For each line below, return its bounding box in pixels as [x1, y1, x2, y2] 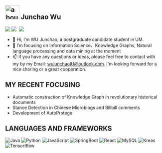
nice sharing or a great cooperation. [12, 66, 86, 72]
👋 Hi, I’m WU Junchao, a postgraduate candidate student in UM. [12, 36, 144, 42]
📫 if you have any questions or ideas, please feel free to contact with [12, 53, 156, 59]
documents [12, 99, 36, 105]
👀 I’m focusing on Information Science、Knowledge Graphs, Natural [12, 42, 152, 48]
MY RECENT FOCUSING [5, 80, 81, 89]
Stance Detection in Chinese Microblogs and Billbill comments [12, 104, 141, 110]
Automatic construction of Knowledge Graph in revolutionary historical [12, 93, 158, 100]
